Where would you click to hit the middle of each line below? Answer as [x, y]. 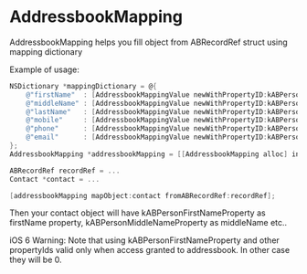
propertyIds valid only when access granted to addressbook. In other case [150, 250]
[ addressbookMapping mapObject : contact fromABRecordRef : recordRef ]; [143, 195]
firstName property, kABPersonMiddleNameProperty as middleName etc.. [148, 223]
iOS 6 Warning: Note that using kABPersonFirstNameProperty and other [145, 240]
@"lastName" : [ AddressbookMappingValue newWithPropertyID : [147, 111]
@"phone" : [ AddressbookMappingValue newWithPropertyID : [147, 129]
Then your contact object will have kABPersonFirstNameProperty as [138, 213]
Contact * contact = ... [55, 179]
